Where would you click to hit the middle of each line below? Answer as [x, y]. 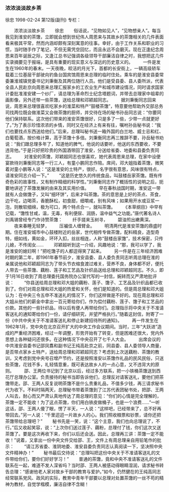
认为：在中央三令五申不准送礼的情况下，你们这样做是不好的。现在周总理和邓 [84, 295]
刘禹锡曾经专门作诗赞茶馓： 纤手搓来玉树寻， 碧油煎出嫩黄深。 [79, 220]
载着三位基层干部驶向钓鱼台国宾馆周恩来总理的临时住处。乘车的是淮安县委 [82, 75]
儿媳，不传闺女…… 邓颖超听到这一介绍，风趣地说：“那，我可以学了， [81, 245]
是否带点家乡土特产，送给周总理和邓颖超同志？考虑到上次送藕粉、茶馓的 [80, 352]
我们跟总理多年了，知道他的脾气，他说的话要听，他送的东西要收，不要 [89, 144]
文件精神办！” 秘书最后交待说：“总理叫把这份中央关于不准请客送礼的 [80, 453]
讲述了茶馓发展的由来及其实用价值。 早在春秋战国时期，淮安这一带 [87, 188]
